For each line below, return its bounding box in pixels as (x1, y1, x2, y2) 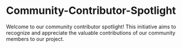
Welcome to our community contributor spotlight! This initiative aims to (6, 23, 176, 30)
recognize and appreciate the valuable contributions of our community (6, 29, 176, 36)
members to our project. (6, 35, 64, 42)
